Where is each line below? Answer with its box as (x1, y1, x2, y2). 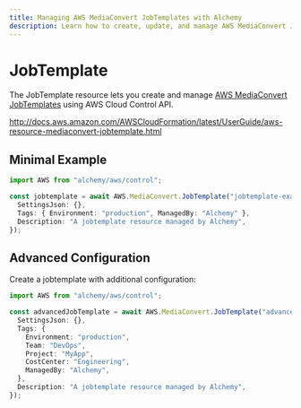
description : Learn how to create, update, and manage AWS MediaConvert (9, 22, 287, 30)
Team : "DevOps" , (25, 341, 87, 350)
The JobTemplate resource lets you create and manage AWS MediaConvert (9, 90, 288, 100)
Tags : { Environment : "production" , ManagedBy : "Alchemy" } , (17, 208, 251, 218)
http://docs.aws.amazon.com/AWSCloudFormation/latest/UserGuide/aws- (9, 117, 283, 127)
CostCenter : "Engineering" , (25, 358, 130, 367)
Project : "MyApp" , (25, 349, 94, 359)
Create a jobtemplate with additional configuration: (9, 274, 197, 285)
